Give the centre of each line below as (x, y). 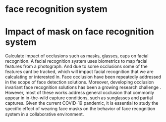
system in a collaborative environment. (45, 114)
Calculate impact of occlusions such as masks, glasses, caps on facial (77, 56)
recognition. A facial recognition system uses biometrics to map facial (76, 61)
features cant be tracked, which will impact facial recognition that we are (79, 72)
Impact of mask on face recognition (80, 32)
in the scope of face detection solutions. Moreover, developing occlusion (80, 82)
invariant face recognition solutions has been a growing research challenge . (83, 87)
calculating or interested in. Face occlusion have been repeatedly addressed (83, 77)
